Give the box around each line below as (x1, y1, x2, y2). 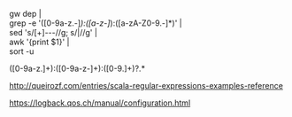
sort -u (9, 46, 35, 57)
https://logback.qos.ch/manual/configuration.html (9, 97, 191, 108)
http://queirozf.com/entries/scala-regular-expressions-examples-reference (9, 81, 283, 90)
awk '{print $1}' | (9, 36, 70, 47)
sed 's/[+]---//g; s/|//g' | (9, 27, 97, 37)
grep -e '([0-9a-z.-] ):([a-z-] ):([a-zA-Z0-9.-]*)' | (9, 18, 183, 28)
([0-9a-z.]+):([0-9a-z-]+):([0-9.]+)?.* (9, 63, 146, 74)
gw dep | (9, 9, 42, 19)
